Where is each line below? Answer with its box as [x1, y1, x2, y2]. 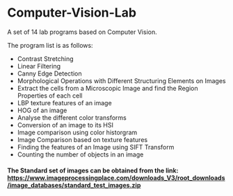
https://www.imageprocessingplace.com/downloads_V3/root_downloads [7, 173, 225, 181]
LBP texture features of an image [17, 98, 113, 107]
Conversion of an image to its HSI [17, 121, 113, 129]
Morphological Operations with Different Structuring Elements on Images [17, 76, 226, 84]
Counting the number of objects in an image [17, 150, 144, 159]
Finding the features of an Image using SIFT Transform [17, 143, 175, 151]
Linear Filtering [17, 62, 61, 70]
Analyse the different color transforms [17, 113, 127, 122]
